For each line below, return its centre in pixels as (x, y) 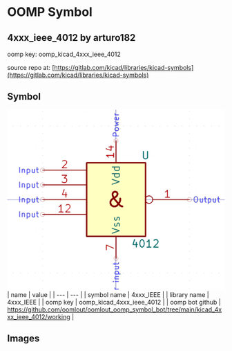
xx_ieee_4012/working (39, 316)
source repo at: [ (31, 67)
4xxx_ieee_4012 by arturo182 (71, 38)
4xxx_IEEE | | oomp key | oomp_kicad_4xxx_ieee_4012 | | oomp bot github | (114, 302)
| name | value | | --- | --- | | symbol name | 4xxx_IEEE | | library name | (108, 294)
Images (23, 339)
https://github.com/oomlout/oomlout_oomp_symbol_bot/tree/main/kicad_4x (115, 309)
